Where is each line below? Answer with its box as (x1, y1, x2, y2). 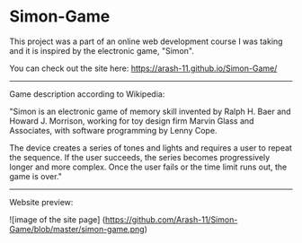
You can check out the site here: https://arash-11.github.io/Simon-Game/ (9, 63, 278, 74)
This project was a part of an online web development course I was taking (9, 36, 283, 47)
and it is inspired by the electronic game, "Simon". (9, 45, 195, 56)
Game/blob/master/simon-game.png (9, 223, 146, 234)
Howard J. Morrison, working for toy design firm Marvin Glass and (9, 115, 254, 126)
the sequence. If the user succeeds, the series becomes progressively (9, 152, 271, 162)
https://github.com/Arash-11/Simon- (104, 213, 238, 225)
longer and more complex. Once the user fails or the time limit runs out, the (9, 161, 288, 172)
